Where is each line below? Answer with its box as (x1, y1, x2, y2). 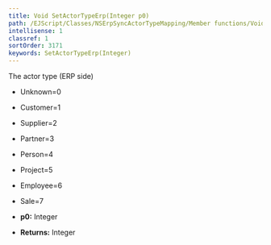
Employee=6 (19, 181, 63, 190)
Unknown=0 (19, 87, 62, 97)
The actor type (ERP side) (8, 72, 94, 81)
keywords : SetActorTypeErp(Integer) (8, 49, 131, 57)
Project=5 (19, 165, 53, 174)
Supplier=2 (19, 118, 58, 127)
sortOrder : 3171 (8, 42, 63, 50)
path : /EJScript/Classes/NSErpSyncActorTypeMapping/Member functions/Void (8, 19, 265, 27)
